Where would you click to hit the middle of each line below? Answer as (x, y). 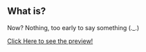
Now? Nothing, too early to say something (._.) (73, 27)
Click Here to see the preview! (50, 41)
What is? (27, 11)
